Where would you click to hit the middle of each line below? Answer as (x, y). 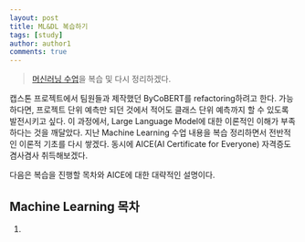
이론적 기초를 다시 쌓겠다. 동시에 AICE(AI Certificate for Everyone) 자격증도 (155, 144)
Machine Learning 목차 (74, 206)
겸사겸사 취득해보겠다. (49, 155)
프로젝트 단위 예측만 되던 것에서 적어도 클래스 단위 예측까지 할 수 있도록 (163, 110)
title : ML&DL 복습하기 (49, 26)
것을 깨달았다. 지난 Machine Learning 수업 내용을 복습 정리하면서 (150, 132)
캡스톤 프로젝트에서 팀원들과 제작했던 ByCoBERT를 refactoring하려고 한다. (143, 99)
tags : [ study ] (37, 35)
